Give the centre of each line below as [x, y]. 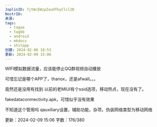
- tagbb [17, 32]
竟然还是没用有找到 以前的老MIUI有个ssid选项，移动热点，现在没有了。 [76, 89]
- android [19, 37]
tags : [10, 23]
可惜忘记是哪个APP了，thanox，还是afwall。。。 [51, 79]
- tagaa [17, 28]
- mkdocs [18, 41]
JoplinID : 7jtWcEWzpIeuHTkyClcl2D [40, 9]
